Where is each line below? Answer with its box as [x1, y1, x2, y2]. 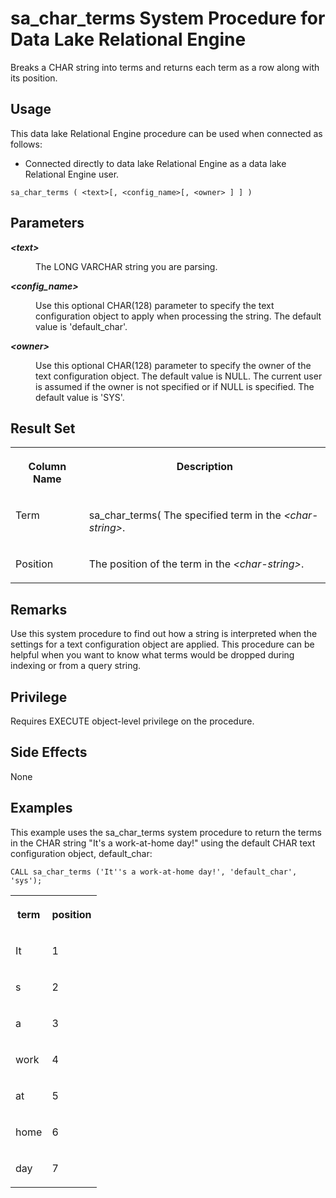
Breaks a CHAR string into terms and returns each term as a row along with [10, 61, 320, 73]
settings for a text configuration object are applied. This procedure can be [10, 638, 315, 651]
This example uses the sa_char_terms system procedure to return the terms [10, 826, 322, 838]
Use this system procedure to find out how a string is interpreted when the [10, 628, 318, 640]
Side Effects [10, 744, 88, 761]
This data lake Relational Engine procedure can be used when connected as [10, 127, 323, 139]
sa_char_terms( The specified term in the [88, 508, 282, 522]
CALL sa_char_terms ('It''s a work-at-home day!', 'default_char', [10, 867, 298, 877]
